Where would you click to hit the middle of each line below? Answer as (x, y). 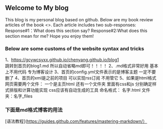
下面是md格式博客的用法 (34, 110)
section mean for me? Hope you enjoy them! (49, 36)
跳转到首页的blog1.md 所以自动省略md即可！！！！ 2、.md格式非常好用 (77, 66)
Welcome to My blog (37, 8)
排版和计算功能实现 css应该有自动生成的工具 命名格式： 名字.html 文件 (80, 90)
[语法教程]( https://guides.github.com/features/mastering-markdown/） (76, 121)
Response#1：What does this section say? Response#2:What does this (76, 31)
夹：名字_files (19, 96)
